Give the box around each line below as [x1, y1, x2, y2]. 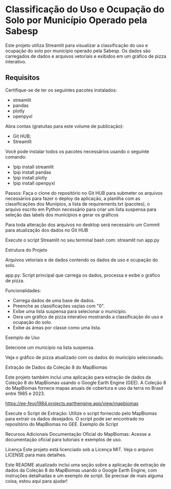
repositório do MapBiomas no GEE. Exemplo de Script [5, 421, 118, 427]
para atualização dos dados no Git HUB [5, 227, 88, 233]
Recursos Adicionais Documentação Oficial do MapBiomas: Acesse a [5, 431, 151, 437]
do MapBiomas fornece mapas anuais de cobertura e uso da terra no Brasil [5, 385, 163, 391]
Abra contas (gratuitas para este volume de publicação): [5, 123, 124, 129]
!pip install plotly [12, 174, 47, 181]
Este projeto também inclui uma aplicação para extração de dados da [5, 374, 152, 380]
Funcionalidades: [5, 287, 41, 294]
